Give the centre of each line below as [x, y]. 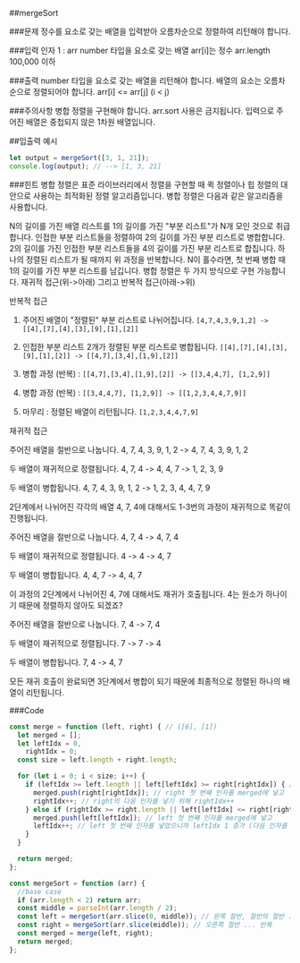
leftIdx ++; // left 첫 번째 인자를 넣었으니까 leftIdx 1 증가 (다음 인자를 [160, 826]
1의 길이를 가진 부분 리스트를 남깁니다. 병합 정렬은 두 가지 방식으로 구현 [132, 270]
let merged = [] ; [50, 735]
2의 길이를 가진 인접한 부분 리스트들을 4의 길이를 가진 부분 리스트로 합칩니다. [143, 248]
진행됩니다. [29, 517]
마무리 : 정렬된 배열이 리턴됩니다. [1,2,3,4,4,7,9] [110, 412]
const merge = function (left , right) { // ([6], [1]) [113, 727]
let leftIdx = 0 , [50, 743]
